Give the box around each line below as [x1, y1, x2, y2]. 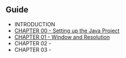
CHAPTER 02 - [14, 39, 52, 47]
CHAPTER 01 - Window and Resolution [14, 33, 110, 41]
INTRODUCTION [14, 20, 55, 28]
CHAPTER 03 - [14, 46, 52, 53]
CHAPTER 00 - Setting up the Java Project [14, 27, 120, 34]
